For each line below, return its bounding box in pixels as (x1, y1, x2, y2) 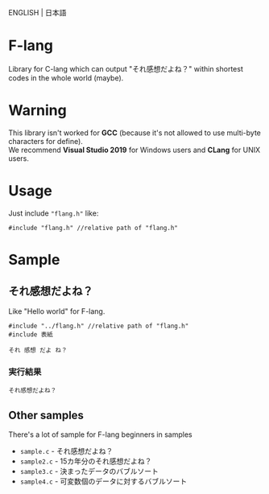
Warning (8, 101, 67, 120)
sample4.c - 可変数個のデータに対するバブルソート (19, 476, 188, 486)
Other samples (8, 408, 85, 422)
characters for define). (8, 136, 83, 146)
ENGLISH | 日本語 (8, 8, 67, 17)
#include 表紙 (8, 330, 54, 339)
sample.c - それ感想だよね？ (19, 446, 114, 455)
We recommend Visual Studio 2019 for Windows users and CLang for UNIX (8, 145, 261, 154)
